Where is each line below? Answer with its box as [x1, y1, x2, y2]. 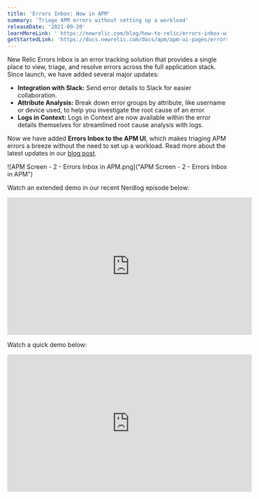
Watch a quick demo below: [7, 341, 87, 349]
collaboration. [17, 91, 57, 100]
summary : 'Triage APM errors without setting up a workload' [7, 17, 189, 24]
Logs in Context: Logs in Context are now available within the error [17, 113, 211, 122]
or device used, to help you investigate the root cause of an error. [17, 106, 206, 114]
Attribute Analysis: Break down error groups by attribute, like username [17, 98, 225, 107]
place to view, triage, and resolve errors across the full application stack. [7, 63, 216, 71]
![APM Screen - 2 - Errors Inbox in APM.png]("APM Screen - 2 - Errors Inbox [7, 163, 228, 171]
